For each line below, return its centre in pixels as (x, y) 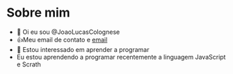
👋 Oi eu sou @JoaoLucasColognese (68, 32)
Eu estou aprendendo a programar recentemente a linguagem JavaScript (121, 57)
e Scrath (29, 64)
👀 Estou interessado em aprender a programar (83, 49)
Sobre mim (38, 13)
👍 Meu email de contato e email (62, 39)
